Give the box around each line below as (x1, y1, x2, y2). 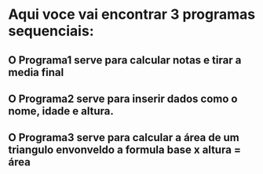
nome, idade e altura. (8, 104, 114, 118)
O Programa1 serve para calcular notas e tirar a (8, 53, 242, 67)
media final (8, 65, 64, 79)
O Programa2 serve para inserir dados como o (8, 92, 238, 105)
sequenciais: (8, 22, 94, 40)
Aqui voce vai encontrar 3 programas (8, 5, 256, 24)
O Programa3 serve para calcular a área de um (8, 131, 239, 144)
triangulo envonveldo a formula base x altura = (8, 143, 242, 157)
